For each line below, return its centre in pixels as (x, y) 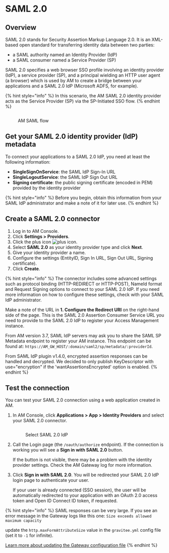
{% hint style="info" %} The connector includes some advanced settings (81, 278)
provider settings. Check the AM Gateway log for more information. (82, 465)
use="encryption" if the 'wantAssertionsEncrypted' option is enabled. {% (81, 367)
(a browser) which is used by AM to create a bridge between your (74, 81)
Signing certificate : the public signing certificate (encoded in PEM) (82, 182)
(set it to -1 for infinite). (29, 535)
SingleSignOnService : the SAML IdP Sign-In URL (64, 172)
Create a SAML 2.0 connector (53, 219)
